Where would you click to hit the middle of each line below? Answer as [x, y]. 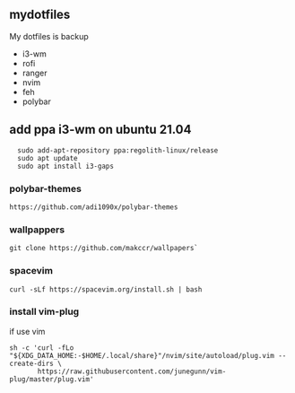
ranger [35, 73]
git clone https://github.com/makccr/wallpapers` [104, 249]
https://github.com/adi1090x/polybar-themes [94, 207]
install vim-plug [44, 311]
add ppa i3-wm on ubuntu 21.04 [100, 130]
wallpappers [37, 230]
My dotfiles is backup [49, 36]
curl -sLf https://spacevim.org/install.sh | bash [106, 289]
